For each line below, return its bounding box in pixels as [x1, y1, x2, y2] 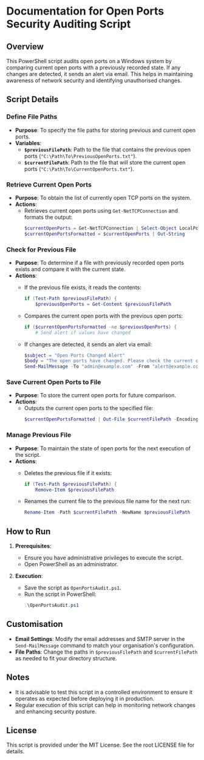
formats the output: [24, 213, 73, 221]
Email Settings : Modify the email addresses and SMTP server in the [15, 635, 185, 642]
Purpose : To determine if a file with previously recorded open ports [15, 259, 184, 267]
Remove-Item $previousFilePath [35, 487, 114, 493]
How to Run [6, 526, 51, 536]
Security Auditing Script [6, 17, 131, 31]
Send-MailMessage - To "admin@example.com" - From [24, 363, 150, 370]
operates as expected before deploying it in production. [15, 694, 155, 702]
